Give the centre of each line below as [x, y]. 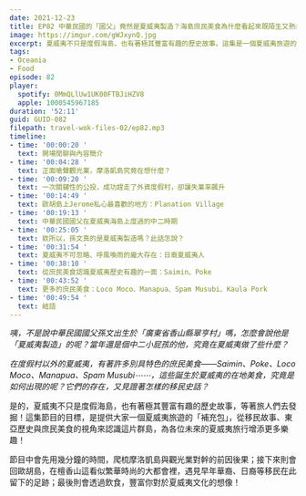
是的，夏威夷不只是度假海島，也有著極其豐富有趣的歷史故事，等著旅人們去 [149, 406]
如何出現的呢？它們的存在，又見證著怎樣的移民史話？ [109, 387]
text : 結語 [37, 306]
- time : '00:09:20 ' [49, 179]
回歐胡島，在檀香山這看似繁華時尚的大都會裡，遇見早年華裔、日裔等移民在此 [153, 471]
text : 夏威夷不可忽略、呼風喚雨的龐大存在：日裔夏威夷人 [111, 255]
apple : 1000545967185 [59, 103]
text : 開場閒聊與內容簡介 [61, 153]
